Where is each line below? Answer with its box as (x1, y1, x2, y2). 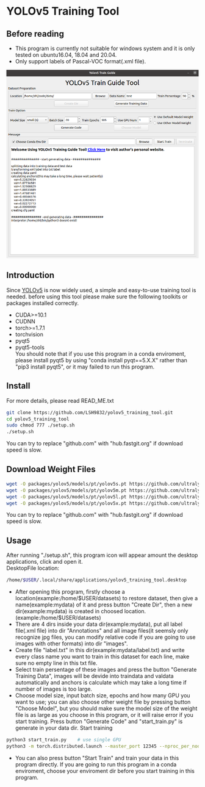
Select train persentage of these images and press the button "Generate (15, 666, 197, 674)
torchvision (15, 331, 44, 338)
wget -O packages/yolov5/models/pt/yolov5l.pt (6, 494, 127, 500)
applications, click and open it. (6, 558, 84, 566)
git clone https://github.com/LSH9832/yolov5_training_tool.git (6, 409, 173, 415)
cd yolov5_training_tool (6, 416, 70, 422)
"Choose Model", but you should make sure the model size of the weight (15, 705, 198, 712)
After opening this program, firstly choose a (15, 588, 125, 595)
